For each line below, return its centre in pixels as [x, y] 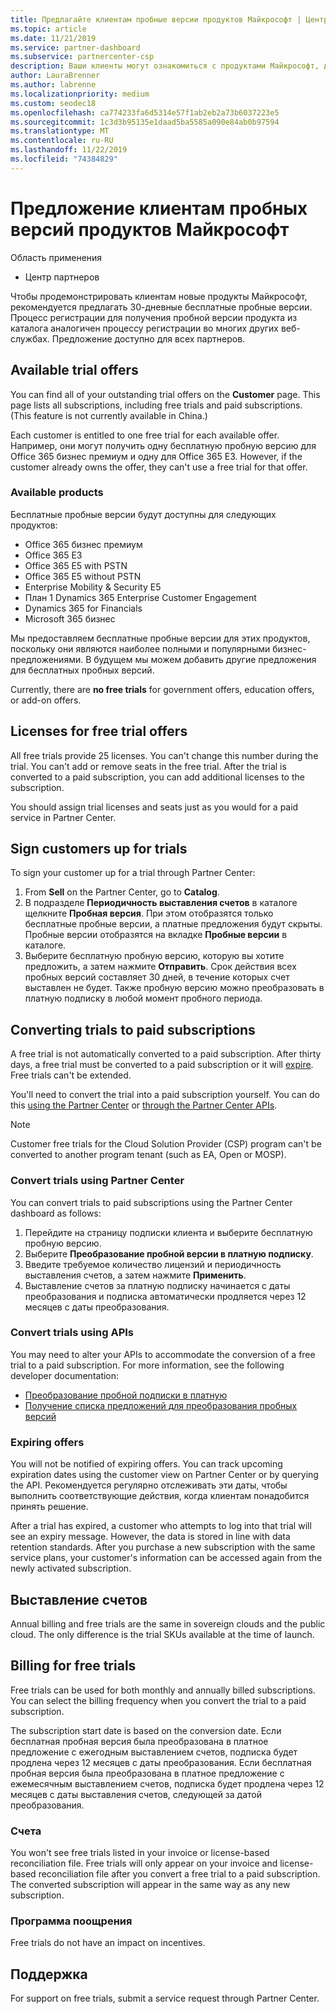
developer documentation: [65, 1375]
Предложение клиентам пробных [159, 208]
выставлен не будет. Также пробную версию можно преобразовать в [174, 988]
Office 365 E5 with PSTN [76, 565]
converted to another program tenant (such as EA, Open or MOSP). [148, 1155]
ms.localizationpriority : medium [80, 94]
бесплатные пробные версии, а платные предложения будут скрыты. [173, 924]
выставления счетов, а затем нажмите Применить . [135, 1275]
